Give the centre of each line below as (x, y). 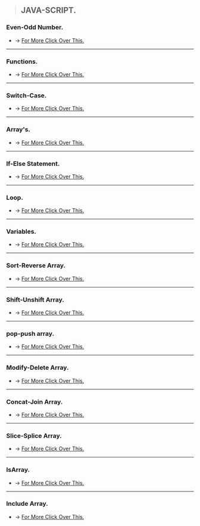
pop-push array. (30, 333)
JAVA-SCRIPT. (48, 10)
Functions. (22, 61)
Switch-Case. (26, 95)
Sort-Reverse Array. (36, 265)
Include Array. (27, 504)
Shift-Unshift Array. (35, 299)
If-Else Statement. (33, 163)
